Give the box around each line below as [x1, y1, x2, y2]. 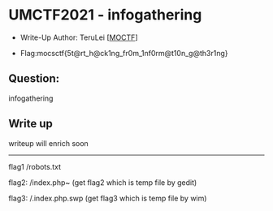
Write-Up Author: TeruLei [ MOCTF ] [19, 32, 138, 42]
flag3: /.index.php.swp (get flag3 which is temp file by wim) [8, 193, 207, 203]
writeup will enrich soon [8, 138, 89, 148]
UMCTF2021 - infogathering [8, 6, 202, 24]
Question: [8, 71, 60, 86]
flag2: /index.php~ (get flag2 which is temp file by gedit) [8, 177, 197, 187]
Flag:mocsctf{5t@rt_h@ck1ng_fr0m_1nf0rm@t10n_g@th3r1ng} [19, 48, 228, 58]
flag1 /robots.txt [8, 161, 62, 171]
